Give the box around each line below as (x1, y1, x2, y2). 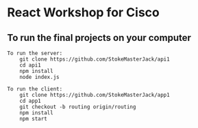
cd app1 (19, 97, 41, 104)
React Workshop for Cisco (7, 5, 160, 20)
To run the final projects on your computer (7, 32, 192, 44)
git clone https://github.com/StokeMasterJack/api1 (19, 56, 170, 63)
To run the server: (7, 50, 63, 57)
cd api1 (19, 62, 41, 69)
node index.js (19, 74, 60, 80)
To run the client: (7, 86, 63, 93)
